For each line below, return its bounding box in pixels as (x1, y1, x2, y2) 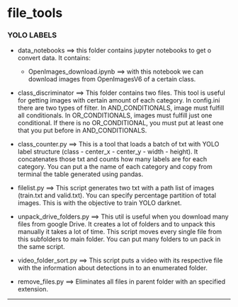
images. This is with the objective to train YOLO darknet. (17, 199, 182, 207)
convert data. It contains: (17, 54, 91, 62)
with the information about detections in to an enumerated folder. (17, 264, 208, 272)
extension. (17, 285, 48, 294)
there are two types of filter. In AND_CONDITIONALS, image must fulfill (17, 104, 225, 112)
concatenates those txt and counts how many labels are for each (17, 155, 208, 163)
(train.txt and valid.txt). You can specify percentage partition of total (17, 191, 217, 199)
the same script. (17, 243, 65, 251)
